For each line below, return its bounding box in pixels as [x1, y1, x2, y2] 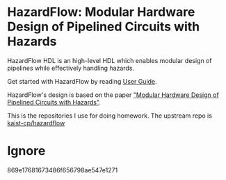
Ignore [7, 143, 46, 159]
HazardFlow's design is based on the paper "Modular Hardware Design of [7, 91, 219, 99]
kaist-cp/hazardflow [7, 118, 65, 127]
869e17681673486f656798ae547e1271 [7, 165, 118, 174]
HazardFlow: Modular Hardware [7, 4, 195, 20]
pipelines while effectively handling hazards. [7, 64, 134, 72]
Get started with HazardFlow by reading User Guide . [7, 77, 158, 85]
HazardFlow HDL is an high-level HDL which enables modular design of [7, 56, 212, 64]
